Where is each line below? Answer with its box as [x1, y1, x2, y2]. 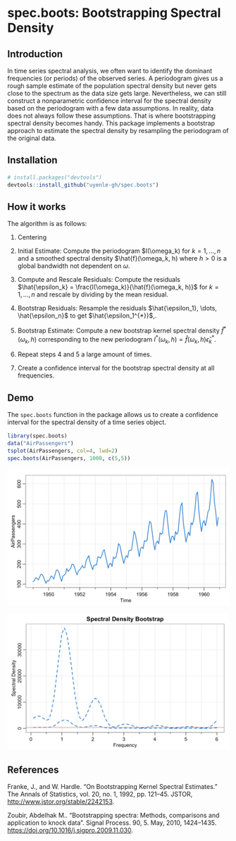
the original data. [7, 134, 56, 142]
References [7, 764, 59, 775]
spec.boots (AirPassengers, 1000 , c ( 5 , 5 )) [7, 454, 131, 462]
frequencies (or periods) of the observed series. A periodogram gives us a [7, 74, 223, 82]
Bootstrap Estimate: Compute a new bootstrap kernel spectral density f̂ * [17, 325, 227, 335]
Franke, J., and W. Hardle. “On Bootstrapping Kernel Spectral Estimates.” [7, 783, 218, 791]
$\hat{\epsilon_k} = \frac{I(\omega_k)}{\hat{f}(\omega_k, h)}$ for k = [17, 283, 219, 292]
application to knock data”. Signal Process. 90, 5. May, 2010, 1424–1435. [7, 818, 217, 827]
